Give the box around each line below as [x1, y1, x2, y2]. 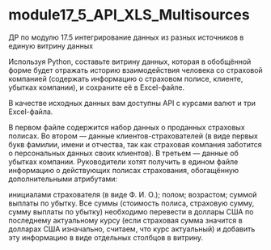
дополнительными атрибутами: [8, 174, 118, 184]
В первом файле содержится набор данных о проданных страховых [8, 122, 245, 132]
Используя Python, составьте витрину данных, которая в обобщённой [8, 57, 252, 66]
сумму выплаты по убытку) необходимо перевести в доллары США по [8, 206, 254, 216]
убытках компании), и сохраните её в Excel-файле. [8, 83, 185, 92]
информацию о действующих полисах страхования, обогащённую [8, 165, 239, 175]
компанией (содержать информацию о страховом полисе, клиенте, [8, 74, 243, 83]
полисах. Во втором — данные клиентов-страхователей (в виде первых [8, 131, 259, 141]
